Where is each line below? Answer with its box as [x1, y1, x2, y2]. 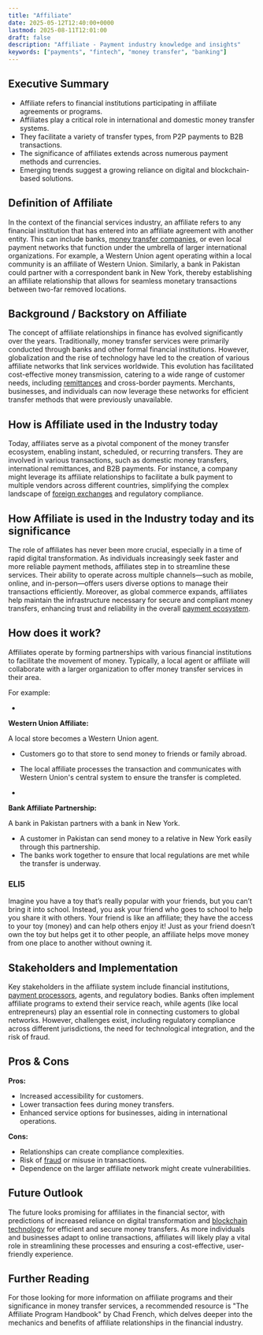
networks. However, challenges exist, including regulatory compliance [8, 1015, 236, 1024]
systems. [19, 123, 50, 132]
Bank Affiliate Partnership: [8, 803, 97, 813]
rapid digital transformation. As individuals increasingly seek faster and [8, 553, 239, 563]
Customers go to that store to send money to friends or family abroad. [19, 749, 247, 758]
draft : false [8, 33, 51, 42]
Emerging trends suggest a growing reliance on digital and [19, 165, 209, 174]
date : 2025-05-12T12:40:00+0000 [8, 19, 114, 27]
